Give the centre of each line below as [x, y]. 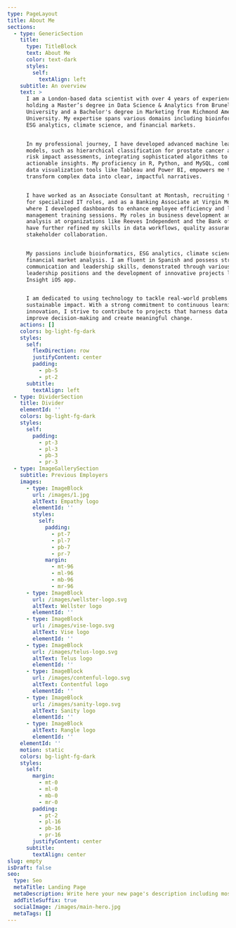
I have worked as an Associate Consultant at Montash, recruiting [125, 195]
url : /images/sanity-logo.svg [77, 704]
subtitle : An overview [53, 86]
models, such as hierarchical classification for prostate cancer [125, 151]
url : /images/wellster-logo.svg [80, 599]
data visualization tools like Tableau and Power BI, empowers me [125, 170]
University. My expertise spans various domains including [114, 118]
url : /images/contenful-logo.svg [81, 678]
